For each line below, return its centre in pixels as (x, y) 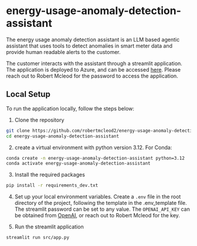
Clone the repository (39, 120)
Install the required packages (50, 175)
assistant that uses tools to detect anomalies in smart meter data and (89, 46)
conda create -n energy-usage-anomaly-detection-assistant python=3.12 (95, 158)
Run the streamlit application (49, 227)
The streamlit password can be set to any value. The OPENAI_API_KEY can (102, 209)
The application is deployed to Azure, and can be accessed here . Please (93, 69)
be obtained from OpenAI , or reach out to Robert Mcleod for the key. (97, 215)
